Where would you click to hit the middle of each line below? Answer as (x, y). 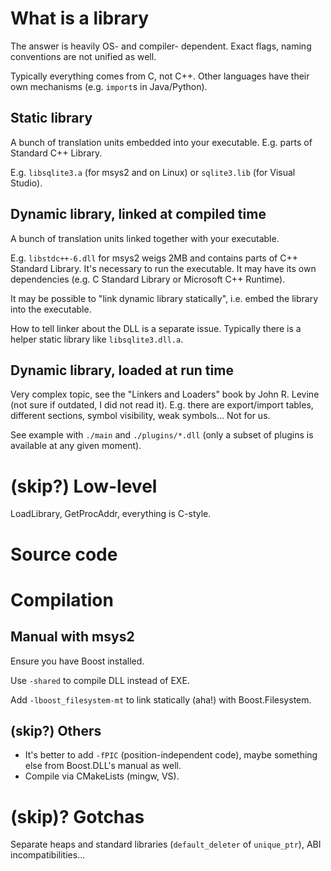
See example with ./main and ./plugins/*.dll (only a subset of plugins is (162, 435)
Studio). (26, 183)
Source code (64, 554)
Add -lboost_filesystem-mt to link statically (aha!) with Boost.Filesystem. (161, 699)
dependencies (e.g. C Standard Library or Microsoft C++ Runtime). (148, 279)
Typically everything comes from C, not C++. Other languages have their (160, 76)
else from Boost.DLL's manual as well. (103, 766)
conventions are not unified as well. (83, 56)
